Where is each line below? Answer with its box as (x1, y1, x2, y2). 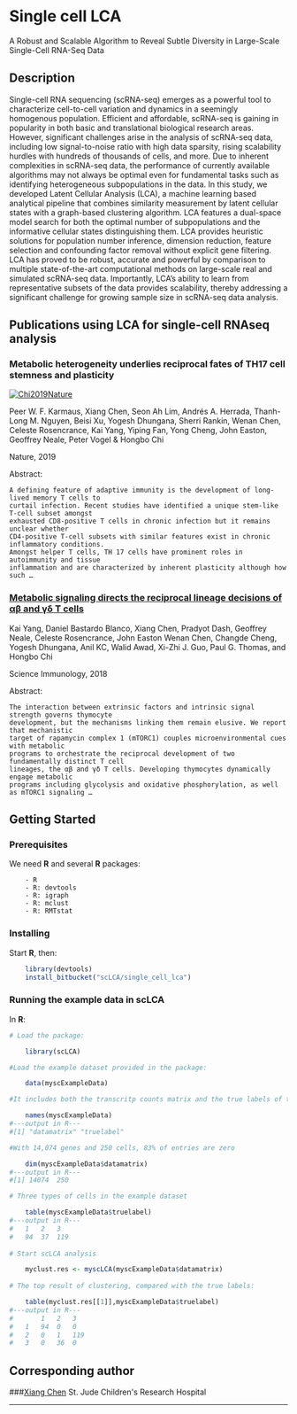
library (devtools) (25, 964, 93, 974)
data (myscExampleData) (25, 1079, 109, 1088)
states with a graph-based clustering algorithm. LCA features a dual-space (9, 206, 282, 218)
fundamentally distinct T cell (9, 757, 125, 765)
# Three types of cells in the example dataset (9, 1192, 188, 1201)
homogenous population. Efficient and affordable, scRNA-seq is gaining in (9, 113, 279, 123)
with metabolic (9, 742, 65, 750)
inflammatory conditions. (9, 540, 104, 549)
